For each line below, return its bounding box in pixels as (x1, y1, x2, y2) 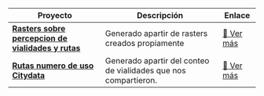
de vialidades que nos (104, 66, 186, 76)
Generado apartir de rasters (104, 28, 208, 38)
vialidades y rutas (12, 43, 81, 53)
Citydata (12, 70, 46, 80)
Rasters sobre (12, 23, 66, 34)
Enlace (224, 10, 251, 20)
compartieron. (104, 75, 158, 85)
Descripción (137, 10, 184, 20)
